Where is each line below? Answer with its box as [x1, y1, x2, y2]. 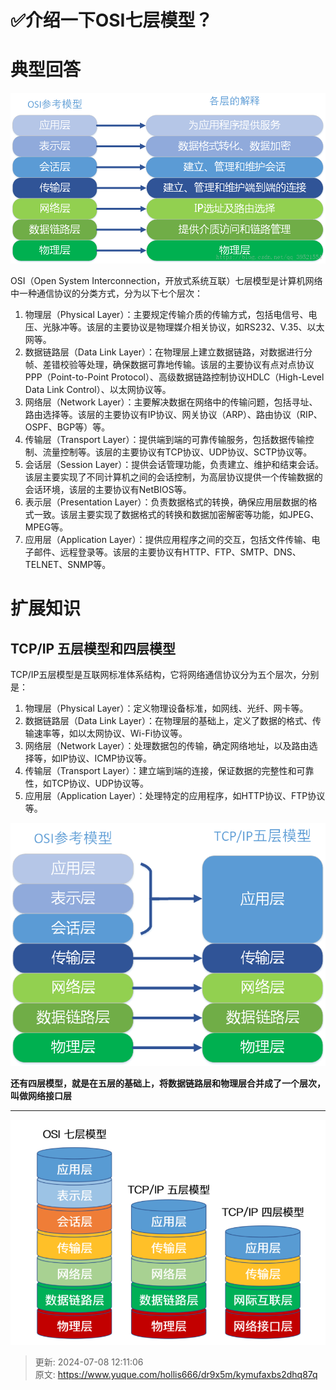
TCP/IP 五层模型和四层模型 [10, 640, 177, 657]
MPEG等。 [24, 521, 69, 533]
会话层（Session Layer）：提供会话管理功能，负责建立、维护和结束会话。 [24, 459, 325, 471]
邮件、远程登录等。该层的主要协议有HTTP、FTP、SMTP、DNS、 [33, 546, 302, 558]
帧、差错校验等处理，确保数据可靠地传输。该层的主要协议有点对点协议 [24, 359, 315, 371]
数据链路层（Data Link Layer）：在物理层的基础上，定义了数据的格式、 [24, 715, 313, 727]
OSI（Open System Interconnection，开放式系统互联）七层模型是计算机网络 [10, 275, 323, 287]
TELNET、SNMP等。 [24, 559, 112, 571]
